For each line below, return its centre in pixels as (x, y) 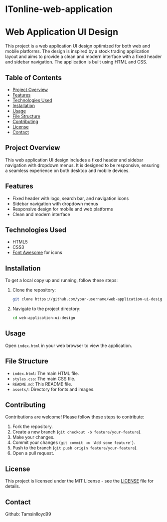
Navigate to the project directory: (46, 309)
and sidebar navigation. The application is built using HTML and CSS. (76, 62)
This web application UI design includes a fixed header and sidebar (74, 160)
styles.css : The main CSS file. (44, 378)
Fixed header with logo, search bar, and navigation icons (71, 198)
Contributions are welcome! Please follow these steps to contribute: (75, 417)
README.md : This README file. (42, 384)
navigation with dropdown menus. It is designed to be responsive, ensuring (82, 165)
